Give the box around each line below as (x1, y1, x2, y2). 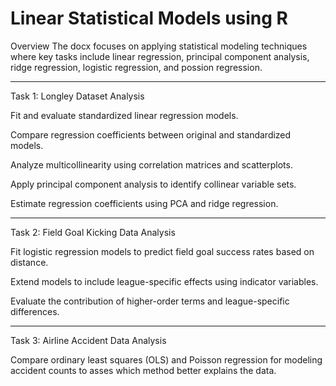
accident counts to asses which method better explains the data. (10, 364, 277, 376)
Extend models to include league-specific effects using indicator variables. (10, 275, 319, 287)
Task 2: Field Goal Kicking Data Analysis (10, 226, 176, 238)
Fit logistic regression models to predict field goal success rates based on (10, 245, 315, 257)
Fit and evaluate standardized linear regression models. (10, 109, 239, 121)
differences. (10, 305, 60, 317)
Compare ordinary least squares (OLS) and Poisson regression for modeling (10, 353, 323, 366)
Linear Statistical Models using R (10, 7, 288, 30)
